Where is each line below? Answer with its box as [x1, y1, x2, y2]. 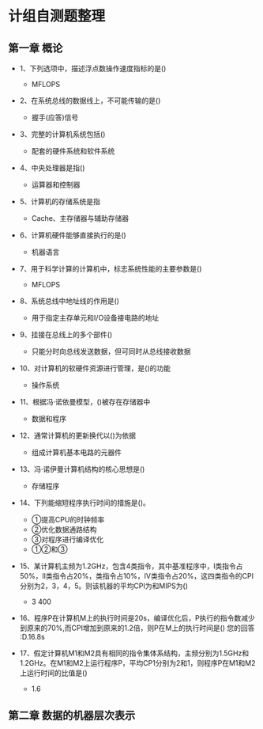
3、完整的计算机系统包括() [19, 130, 106, 139]
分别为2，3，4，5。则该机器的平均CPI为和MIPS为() [19, 581, 188, 590]
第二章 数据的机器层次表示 [8, 709, 136, 723]
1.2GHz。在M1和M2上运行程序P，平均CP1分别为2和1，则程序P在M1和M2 [19, 659, 256, 667]
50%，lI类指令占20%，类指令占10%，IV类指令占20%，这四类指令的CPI [19, 571, 254, 580]
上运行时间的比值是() [19, 668, 88, 678]
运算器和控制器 [31, 180, 81, 189]
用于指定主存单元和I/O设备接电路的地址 [31, 313, 160, 322]
